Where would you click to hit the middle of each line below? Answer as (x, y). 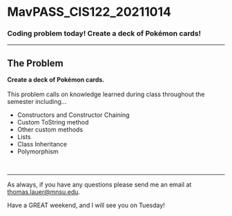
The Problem (35, 63)
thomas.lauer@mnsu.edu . (44, 192)
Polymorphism (38, 151)
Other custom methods (50, 130)
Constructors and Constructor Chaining (73, 115)
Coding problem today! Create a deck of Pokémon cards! (104, 34)
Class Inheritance (42, 144)
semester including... (37, 102)
